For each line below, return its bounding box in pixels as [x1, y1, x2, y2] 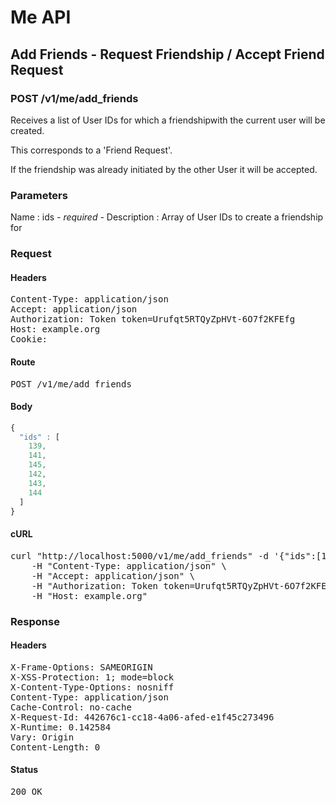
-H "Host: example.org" [31, 590, 148, 601]
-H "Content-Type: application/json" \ [31, 560, 227, 571]
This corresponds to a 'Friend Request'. [10, 144, 173, 156]
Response [10, 614, 60, 628]
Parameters [10, 188, 68, 202]
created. [10, 124, 45, 136]
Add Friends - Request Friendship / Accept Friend [10, 46, 325, 63]
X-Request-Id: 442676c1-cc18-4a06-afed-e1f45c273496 [10, 711, 275, 723]
